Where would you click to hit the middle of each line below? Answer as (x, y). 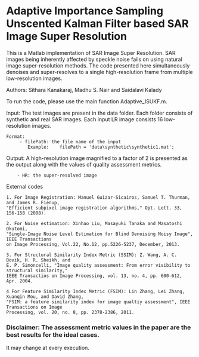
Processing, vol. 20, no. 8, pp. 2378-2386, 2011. (70, 312)
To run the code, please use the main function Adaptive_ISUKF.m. (87, 101)
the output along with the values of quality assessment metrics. (84, 164)
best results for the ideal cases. (53, 334)
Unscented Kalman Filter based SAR (97, 24)
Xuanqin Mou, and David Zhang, (45, 297)
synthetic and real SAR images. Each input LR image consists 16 (85, 119)
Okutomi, (17, 229)
